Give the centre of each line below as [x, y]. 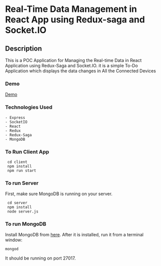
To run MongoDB [26, 224]
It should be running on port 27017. [40, 258]
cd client [17, 162]
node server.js [23, 212]
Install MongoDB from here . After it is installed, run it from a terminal [74, 235]
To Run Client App [27, 152]
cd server [17, 203]
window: [14, 240]
